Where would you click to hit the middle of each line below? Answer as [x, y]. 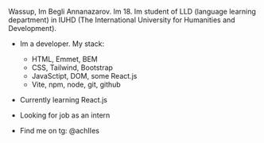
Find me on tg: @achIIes [59, 131]
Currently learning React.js [63, 100]
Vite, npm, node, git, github [76, 84]
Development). [33, 28]
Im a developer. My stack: [62, 44]
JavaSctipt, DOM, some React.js [84, 76]
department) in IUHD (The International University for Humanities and [122, 20]
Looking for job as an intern [65, 115]
